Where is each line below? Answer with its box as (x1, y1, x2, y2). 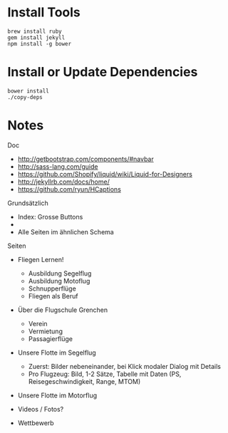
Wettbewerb (17, 418, 55, 427)
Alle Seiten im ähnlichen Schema (17, 227, 114, 236)
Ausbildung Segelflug (28, 268, 92, 278)
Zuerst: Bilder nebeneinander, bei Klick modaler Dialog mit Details (28, 362, 221, 370)
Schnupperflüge (28, 284, 76, 293)
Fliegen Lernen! (17, 255, 64, 264)
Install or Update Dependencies (7, 64, 198, 80)
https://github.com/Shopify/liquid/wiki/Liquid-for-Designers (17, 169, 192, 178)
